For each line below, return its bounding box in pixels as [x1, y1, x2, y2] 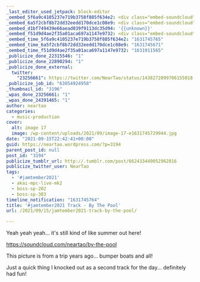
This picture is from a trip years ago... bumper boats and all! [6, 252, 153, 259]
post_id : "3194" [6, 152, 46, 158]
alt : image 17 [11, 125, 46, 131]
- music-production [11, 114, 60, 120]
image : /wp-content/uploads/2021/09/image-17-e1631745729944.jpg [11, 130, 177, 137]
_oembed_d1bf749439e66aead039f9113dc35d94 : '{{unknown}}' [6, 25, 153, 32]
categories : [6, 108, 36, 114]
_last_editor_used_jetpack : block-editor [6, 8, 111, 15]
